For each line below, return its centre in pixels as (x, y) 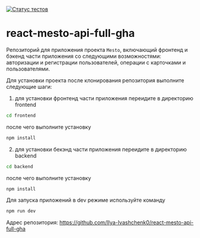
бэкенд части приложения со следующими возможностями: (84, 56)
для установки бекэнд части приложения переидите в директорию (101, 149)
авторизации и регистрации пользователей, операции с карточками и (96, 62)
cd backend (20, 166)
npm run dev (21, 211)
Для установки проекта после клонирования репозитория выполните (95, 80)
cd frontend (21, 115)
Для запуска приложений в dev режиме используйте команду (86, 200)
